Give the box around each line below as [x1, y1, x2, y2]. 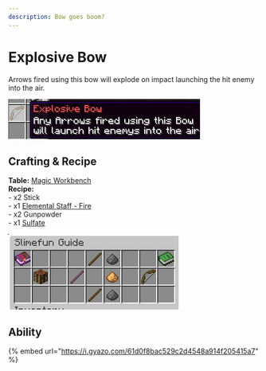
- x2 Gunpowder [8, 209, 62, 219]
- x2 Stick [8, 193, 41, 202]
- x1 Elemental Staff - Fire [8, 201, 92, 211]
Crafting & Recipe [8, 154, 97, 168]
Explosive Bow [8, 48, 108, 66]
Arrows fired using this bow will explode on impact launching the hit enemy [8, 74, 255, 84]
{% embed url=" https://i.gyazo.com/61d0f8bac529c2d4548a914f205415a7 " [8, 346, 259, 356]
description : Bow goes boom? [8, 13, 105, 21]
